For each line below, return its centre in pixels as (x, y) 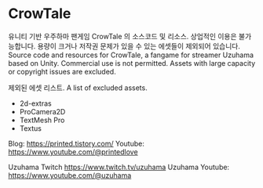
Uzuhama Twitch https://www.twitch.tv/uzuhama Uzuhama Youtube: (119, 167)
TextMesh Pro (42, 120)
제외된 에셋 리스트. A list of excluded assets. (78, 88)
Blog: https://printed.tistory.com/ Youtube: (77, 143)
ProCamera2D (42, 111)
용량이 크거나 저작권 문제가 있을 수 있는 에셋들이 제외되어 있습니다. (139, 46)
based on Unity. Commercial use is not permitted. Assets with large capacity (132, 63)
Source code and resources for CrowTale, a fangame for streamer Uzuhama (131, 55)
